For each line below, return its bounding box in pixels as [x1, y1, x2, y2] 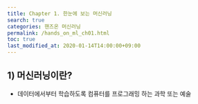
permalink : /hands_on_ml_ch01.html [7, 29, 110, 37]
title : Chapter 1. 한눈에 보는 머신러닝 [7, 10, 112, 17]
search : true [7, 17, 45, 24]
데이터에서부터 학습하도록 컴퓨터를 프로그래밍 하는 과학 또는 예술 [17, 89, 192, 98]
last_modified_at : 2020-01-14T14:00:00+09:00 [7, 42, 141, 49]
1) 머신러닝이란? [7, 70, 73, 82]
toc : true [7, 36, 36, 43]
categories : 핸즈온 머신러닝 [7, 23, 81, 30]
